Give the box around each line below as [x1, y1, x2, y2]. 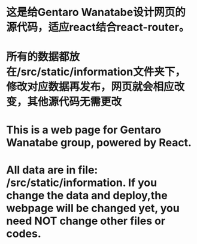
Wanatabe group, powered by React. [6, 135, 192, 149]
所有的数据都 [6, 50, 70, 64]
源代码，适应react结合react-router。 [6, 20, 190, 34]
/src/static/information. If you [6, 176, 157, 189]
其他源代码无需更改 [27, 95, 122, 109]
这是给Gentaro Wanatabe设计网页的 [6, 5, 186, 19]
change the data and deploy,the [6, 188, 168, 202]
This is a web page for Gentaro [6, 123, 162, 137]
